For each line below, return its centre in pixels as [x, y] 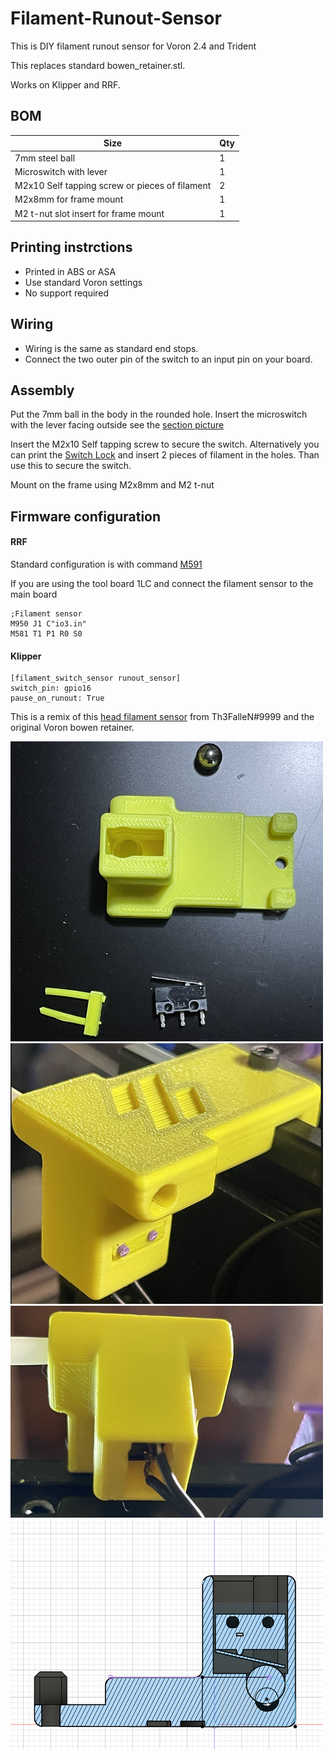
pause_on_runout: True [57, 698]
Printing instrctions [71, 247]
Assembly [42, 390]
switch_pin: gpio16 [51, 688]
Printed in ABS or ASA [70, 271]
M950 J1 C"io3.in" [48, 624]
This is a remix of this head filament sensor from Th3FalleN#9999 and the [162, 717]
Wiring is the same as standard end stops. [111, 348]
